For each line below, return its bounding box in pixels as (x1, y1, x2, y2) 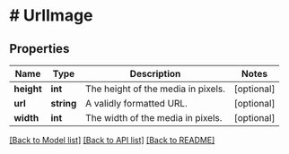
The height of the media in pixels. (84, 82, 226, 95)
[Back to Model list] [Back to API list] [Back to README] (9, 135, 215, 145)
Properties (9, 41, 70, 56)
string (50, 98, 77, 109)
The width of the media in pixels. (84, 112, 223, 124)
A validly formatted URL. (84, 98, 188, 109)
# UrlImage (9, 5, 93, 26)
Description (129, 68, 181, 80)
